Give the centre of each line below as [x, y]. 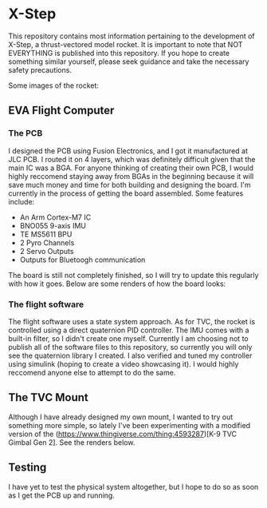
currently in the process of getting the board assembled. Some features [126, 193]
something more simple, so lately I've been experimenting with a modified [130, 425]
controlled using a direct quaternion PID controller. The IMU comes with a [129, 330]
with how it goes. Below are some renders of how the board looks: [117, 284]
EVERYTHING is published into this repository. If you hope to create [119, 53]
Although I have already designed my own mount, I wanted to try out [121, 417]
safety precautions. [40, 69]
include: [22, 201]
